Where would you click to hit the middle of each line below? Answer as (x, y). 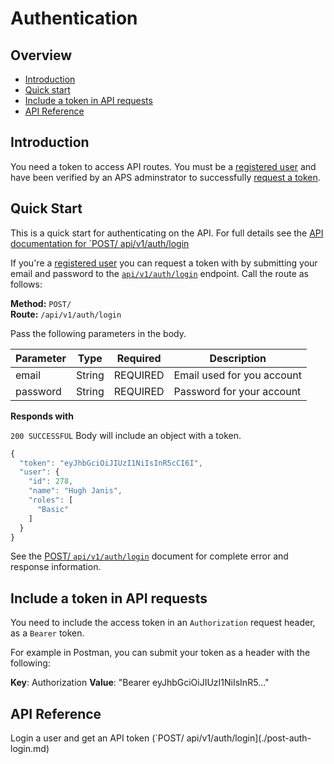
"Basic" (53, 509)
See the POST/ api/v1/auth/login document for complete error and (149, 556)
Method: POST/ (41, 303)
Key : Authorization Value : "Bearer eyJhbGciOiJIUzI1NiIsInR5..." (140, 683)
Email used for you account (237, 375)
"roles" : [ (51, 500)
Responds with (42, 416)
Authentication (74, 18)
